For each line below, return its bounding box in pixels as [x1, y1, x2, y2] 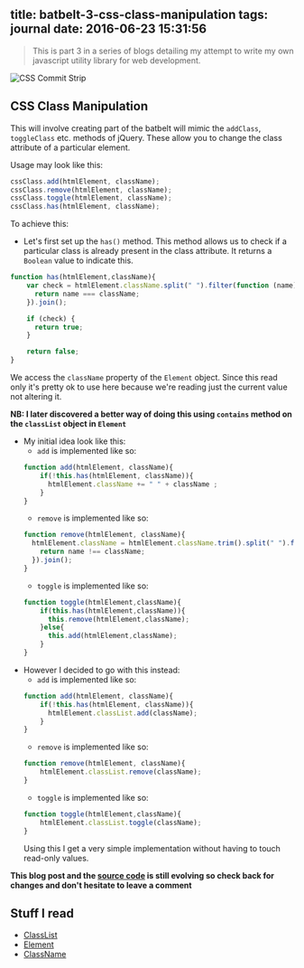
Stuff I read [10, 906, 75, 921]
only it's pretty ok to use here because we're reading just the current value [10, 381, 288, 392]
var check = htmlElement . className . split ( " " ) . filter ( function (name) [26, 281, 298, 290]
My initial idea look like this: [23, 436, 126, 446]
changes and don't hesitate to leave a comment [10, 879, 192, 890]
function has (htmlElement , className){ [10, 273, 156, 282]
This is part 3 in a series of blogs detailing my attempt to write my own [32, 45, 294, 56]
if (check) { [26, 314, 76, 324]
